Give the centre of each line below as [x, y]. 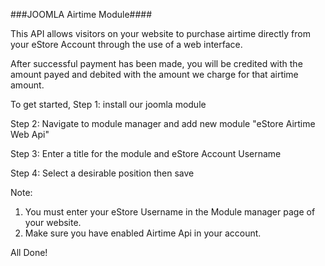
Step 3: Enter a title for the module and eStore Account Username [146, 153]
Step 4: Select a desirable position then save [102, 173]
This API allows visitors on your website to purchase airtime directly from [160, 33]
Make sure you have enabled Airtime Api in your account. [143, 233]
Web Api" [30, 134]
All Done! [29, 252]
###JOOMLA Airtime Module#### [81, 14]
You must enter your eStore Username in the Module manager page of [170, 212]
